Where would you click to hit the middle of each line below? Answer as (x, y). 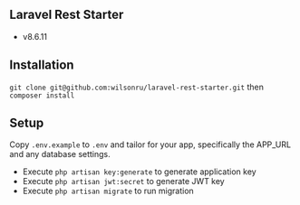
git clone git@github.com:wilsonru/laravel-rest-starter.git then (137, 87)
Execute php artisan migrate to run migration (108, 191)
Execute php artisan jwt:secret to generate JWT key (123, 182)
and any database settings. (60, 154)
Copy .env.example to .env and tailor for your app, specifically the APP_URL (150, 144)
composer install (42, 95)
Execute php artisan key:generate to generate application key (139, 172)
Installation (42, 65)
